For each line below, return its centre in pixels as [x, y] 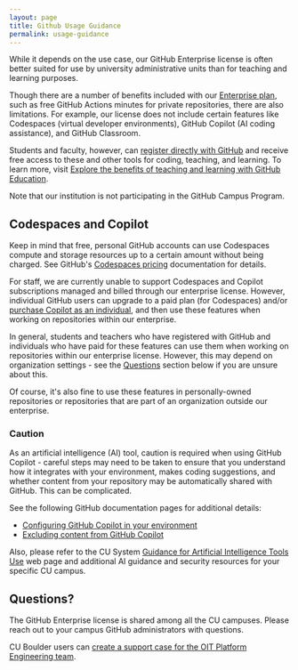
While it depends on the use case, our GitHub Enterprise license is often [141, 60]
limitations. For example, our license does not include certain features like [144, 114]
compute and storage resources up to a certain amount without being [137, 255]
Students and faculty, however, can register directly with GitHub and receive [149, 150]
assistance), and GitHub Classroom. [75, 133]
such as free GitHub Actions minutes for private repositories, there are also [147, 105]
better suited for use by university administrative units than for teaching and [148, 69]
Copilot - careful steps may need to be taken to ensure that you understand [148, 463]
